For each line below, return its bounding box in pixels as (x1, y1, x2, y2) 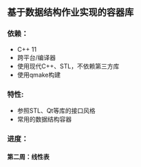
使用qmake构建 (17, 70, 61, 79)
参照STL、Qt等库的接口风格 (17, 106, 96, 115)
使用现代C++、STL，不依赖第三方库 (17, 61, 120, 70)
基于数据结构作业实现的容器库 (7, 6, 134, 19)
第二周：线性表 (7, 153, 50, 161)
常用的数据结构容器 (17, 115, 72, 123)
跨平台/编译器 (17, 53, 56, 61)
